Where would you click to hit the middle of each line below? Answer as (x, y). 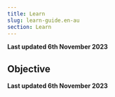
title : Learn (26, 14)
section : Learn (29, 27)
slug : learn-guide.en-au (43, 20)
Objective (29, 69)
